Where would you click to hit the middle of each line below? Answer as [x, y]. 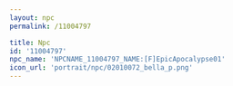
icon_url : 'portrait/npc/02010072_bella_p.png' [101, 68]
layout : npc [32, 18]
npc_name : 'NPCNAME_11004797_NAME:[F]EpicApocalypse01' [117, 60]
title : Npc [30, 43]
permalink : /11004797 [51, 26]
